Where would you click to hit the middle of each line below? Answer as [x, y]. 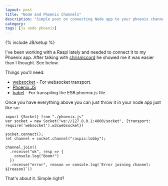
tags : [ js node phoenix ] [31, 28]
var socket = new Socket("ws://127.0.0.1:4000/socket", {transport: [78, 121]
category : [15, 24]
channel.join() [21, 148]
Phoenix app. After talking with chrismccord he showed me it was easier [79, 57]
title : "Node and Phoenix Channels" [43, 14]
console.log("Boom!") [36, 156]
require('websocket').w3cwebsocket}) [44, 126]
